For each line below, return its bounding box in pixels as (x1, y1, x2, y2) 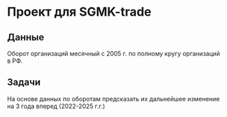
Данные (7, 31, 45, 43)
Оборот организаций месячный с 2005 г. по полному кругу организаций (7, 49, 221, 57)
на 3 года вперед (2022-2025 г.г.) (7, 102, 106, 110)
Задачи (7, 77, 41, 88)
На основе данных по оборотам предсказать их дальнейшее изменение (7, 94, 220, 103)
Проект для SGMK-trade (7, 4, 152, 20)
